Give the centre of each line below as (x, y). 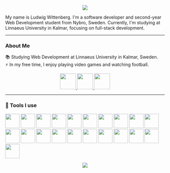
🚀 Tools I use (21, 105)
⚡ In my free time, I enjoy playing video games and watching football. (77, 65)
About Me (18, 45)
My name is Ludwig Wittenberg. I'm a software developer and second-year (83, 17)
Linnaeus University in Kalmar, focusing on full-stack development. (75, 28)
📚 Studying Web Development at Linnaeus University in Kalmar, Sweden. (82, 57)
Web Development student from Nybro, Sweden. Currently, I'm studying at (83, 22)
